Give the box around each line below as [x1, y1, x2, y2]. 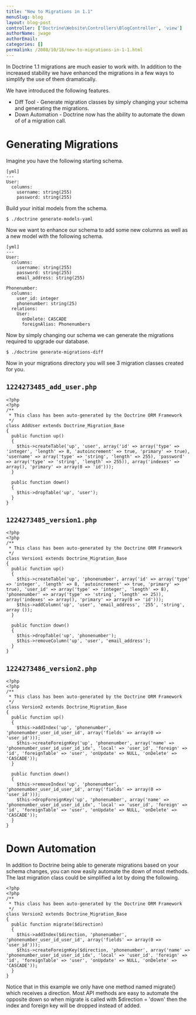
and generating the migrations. [14, 104, 89, 112]
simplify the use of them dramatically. [6, 75, 97, 82]
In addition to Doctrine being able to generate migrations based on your [6, 861, 179, 868]
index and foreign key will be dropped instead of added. [6, 1002, 141, 1009]
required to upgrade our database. [6, 338, 90, 345]
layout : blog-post [6, 19, 51, 25]
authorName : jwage [6, 31, 51, 36]
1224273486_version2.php [6, 664, 97, 673]
